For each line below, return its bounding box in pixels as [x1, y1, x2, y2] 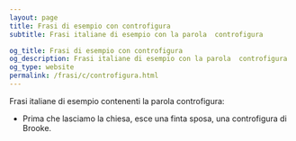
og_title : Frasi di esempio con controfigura [9, 46, 183, 55]
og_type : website [9, 63, 75, 72]
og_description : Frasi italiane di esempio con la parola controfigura [9, 55, 288, 64]
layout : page [9, 13, 58, 22]
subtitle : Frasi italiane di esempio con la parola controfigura [9, 30, 264, 39]
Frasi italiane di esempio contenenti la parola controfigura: [9, 95, 225, 106]
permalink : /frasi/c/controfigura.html [9, 71, 159, 81]
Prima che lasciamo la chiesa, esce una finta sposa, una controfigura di [22, 113, 288, 124]
